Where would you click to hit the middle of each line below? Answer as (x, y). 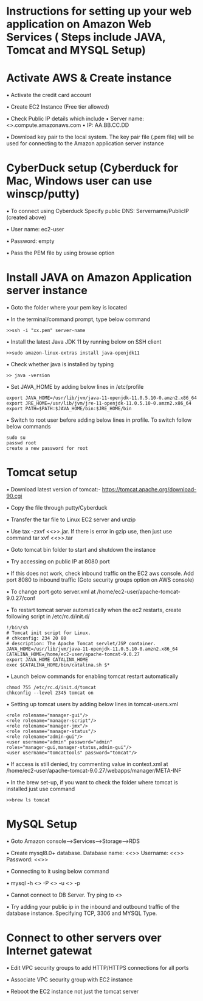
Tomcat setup (42, 473)
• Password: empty (30, 241)
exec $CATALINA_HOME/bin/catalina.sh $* (58, 665)
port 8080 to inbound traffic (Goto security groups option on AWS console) (100, 580)
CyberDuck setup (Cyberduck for (92, 168)
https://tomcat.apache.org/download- (149, 489)
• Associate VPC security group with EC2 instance (70, 979)
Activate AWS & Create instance (89, 78)
